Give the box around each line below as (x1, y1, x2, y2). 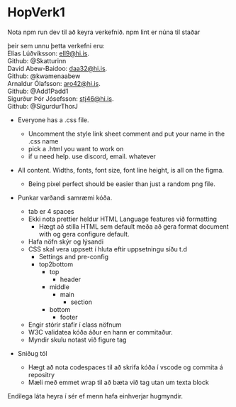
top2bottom (38, 260, 73, 268)
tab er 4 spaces (28, 207, 74, 215)
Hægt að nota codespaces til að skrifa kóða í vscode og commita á (28, 363, 223, 371)
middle (49, 282, 69, 291)
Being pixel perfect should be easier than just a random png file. (28, 179, 216, 188)
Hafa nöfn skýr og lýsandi (28, 237, 104, 246)
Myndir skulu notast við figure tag (28, 335, 127, 344)
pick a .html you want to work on (28, 144, 124, 153)
